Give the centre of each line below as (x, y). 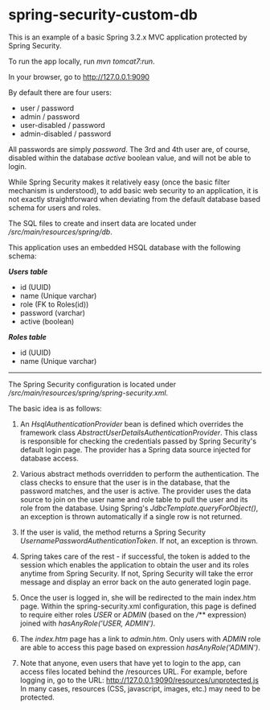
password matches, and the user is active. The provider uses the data (135, 491)
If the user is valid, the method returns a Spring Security (113, 532)
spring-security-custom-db (103, 15)
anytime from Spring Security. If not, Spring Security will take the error (137, 573)
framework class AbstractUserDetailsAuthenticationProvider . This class (139, 432)
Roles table (27, 336)
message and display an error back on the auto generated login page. (135, 582)
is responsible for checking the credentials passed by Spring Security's (138, 441)
